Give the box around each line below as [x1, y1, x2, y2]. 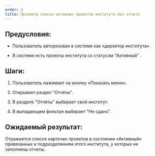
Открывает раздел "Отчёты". [12, 90, 73, 95]
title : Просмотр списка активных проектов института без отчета [5, 12, 140, 17]
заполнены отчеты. [5, 146, 46, 152]
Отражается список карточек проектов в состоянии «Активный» [5, 136, 142, 142]
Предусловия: [5, 30, 52, 38]
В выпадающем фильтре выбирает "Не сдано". [12, 109, 112, 115]
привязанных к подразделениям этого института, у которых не [5, 141, 139, 147]
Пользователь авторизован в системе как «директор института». [12, 43, 151, 49]
